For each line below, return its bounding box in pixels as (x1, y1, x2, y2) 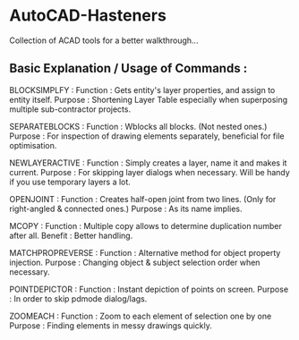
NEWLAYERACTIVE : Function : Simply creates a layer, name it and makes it (9, 157, 287, 168)
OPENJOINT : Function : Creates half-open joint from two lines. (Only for (9, 193, 277, 204)
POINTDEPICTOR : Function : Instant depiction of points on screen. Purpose (9, 284, 289, 294)
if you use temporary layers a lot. (9, 176, 132, 187)
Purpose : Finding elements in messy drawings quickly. (9, 319, 213, 331)
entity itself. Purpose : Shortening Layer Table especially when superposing (9, 94, 288, 105)
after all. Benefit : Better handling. (9, 230, 133, 241)
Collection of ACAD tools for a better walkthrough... (9, 35, 199, 46)
